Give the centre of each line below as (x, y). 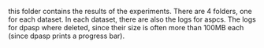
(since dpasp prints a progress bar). (66, 36)
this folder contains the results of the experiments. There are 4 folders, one (130, 11)
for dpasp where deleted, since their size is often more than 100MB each (126, 27)
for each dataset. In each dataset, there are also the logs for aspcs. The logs (132, 19)
